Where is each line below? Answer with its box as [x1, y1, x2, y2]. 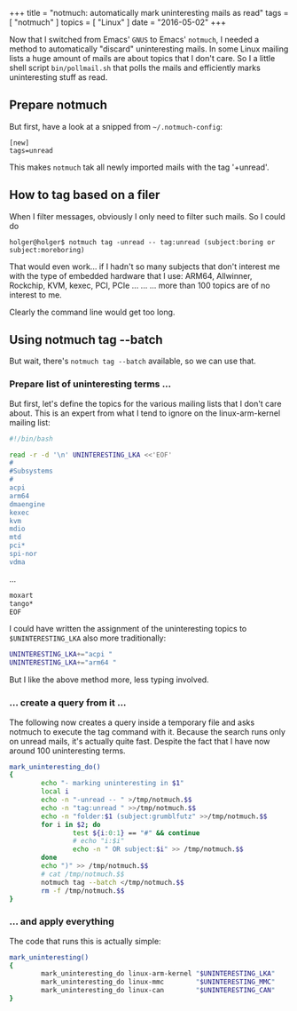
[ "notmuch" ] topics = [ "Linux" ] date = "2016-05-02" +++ [9, 17, 227, 28]
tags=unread [9, 146, 53, 155]
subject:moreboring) [9, 245, 86, 254]
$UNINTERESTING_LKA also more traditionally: [9, 633, 167, 643]
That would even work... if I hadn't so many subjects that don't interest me [9, 261, 281, 272]
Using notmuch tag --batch [9, 332, 163, 347]
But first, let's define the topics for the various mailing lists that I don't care [9, 398, 282, 409]
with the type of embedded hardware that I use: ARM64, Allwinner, [9, 270, 253, 281]
